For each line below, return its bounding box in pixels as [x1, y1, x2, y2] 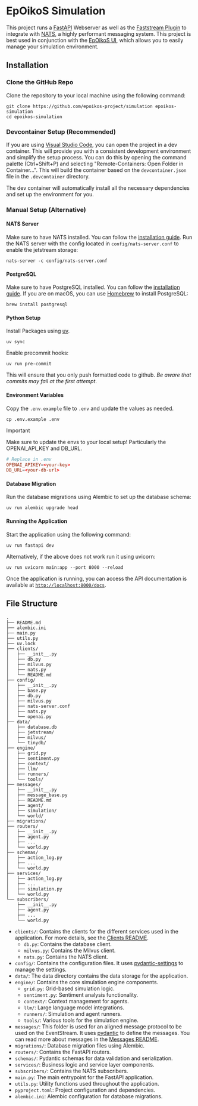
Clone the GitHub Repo [6, 78, 74, 87]
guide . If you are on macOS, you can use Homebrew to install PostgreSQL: [6, 290, 188, 297]
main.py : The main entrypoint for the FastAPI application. [14, 1073, 154, 1081]
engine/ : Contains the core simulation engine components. [14, 978, 159, 985]
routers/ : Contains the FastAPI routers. [14, 1048, 111, 1055]
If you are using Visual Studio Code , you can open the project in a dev [6, 141, 177, 148]
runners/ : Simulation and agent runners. [23, 1010, 122, 1017]
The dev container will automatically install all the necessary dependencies [6, 184, 190, 192]
